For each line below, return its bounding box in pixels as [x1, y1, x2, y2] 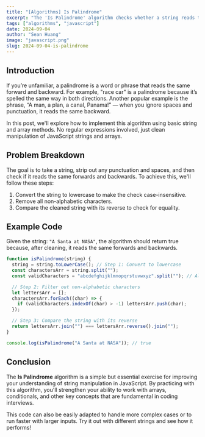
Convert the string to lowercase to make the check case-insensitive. [15, 191, 187, 198]
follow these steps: [6, 179, 54, 187]
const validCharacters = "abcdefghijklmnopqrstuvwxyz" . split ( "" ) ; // [12, 272, 192, 279]
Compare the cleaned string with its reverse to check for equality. [15, 204, 180, 211]
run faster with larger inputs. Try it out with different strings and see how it [6, 417, 193, 424]
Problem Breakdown [6, 150, 85, 160]
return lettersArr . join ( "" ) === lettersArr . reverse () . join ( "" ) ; [12, 324, 179, 330]
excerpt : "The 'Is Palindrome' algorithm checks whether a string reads [6, 15, 195, 21]
